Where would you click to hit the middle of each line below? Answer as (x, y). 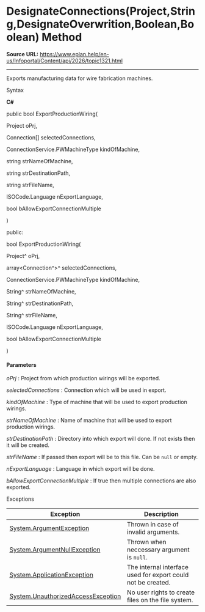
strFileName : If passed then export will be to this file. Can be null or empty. (102, 457)
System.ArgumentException (49, 528)
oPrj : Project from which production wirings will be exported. (83, 378)
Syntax (15, 90)
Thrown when (147, 542)
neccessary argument (159, 550)
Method (62, 37)
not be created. (149, 583)
